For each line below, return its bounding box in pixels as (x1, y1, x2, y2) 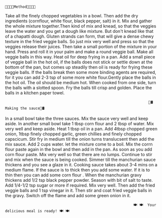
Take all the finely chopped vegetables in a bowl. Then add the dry (5, 13, 138, 18)
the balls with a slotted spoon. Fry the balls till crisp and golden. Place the (5, 85, 152, 90)
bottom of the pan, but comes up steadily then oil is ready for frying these (5, 64, 153, 70)
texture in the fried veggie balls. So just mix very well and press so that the (5, 39, 154, 44)
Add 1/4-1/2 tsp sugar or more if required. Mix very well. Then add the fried (5, 182, 155, 188)
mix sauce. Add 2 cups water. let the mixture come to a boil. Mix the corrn (5, 141, 153, 147)
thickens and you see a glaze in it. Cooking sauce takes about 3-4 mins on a (5, 162, 158, 167)
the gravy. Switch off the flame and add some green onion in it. (5, 193, 131, 198)
